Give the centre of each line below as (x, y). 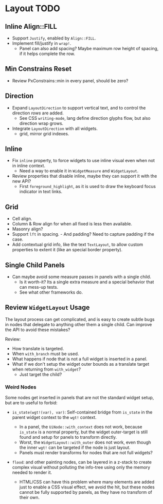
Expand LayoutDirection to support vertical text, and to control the (79, 108)
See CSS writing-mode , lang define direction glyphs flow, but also (85, 118)
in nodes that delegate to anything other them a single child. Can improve (79, 324)
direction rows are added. (38, 113)
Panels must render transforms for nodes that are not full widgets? (86, 453)
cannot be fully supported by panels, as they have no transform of (86, 492)
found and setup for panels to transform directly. (68, 437)
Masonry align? (27, 229)
